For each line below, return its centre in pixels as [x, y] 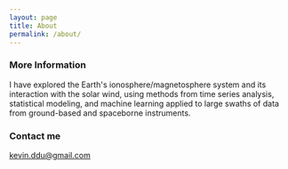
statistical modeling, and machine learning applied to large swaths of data [144, 103]
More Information [48, 65]
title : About [33, 26]
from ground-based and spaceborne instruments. [100, 113]
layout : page [33, 17]
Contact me [35, 136]
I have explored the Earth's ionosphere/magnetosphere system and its [138, 84]
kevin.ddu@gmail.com [50, 155]
